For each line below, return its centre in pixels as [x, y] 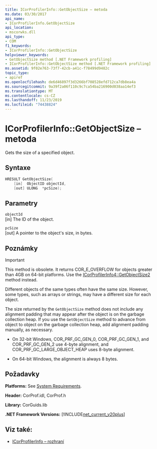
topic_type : [17, 73]
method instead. [21, 280]
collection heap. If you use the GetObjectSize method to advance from [75, 319]
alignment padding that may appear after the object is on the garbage [75, 314]
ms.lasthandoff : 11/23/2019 [34, 100]
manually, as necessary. [29, 330]
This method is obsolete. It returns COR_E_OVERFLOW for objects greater [79, 269]
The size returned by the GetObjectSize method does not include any [74, 309]
